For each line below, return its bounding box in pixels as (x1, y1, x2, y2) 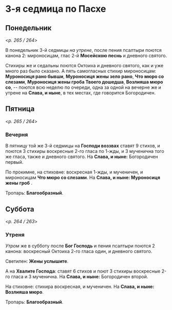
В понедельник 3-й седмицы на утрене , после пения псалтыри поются (5, 47, 162, 53)
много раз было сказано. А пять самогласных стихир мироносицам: (5, 68, 157, 74)
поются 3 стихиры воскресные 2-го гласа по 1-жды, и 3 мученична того (5, 148, 164, 154)
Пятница (5, 105, 35, 113)
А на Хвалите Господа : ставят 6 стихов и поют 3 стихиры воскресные (5, 268, 161, 275)
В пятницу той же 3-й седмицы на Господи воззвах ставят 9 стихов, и (5, 143, 160, 149)
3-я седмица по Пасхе (5, 3, 106, 15)
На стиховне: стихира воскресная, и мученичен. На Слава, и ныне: (5, 283, 155, 290)
